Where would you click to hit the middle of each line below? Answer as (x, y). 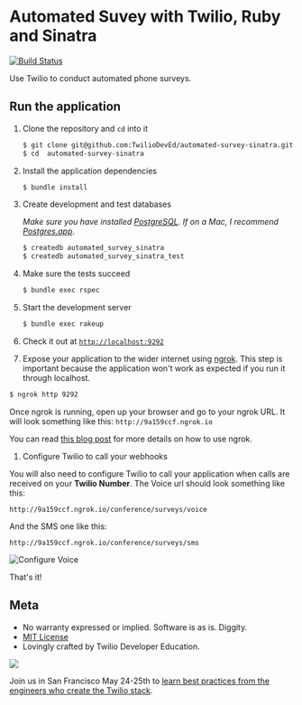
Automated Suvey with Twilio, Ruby (145, 17)
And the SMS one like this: (58, 526)
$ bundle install (55, 187)
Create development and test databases (97, 204)
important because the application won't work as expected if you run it (154, 368)
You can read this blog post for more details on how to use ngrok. (131, 439)
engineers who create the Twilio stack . (81, 690)
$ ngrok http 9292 (44, 394)
